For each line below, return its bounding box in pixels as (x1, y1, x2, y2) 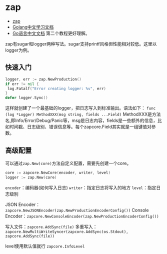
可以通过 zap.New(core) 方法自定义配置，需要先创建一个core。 (5, 160, 131, 166)
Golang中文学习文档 (12, 24, 54, 30)
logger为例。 (5, 47, 32, 53)
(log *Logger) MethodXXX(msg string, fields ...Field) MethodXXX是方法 (5, 111, 161, 117)
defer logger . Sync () (5, 95, 48, 100)
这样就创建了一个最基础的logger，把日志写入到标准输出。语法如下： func (5, 105, 156, 111)
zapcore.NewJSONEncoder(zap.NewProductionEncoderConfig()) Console (5, 207, 149, 213)
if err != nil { (5, 81, 39, 86)
